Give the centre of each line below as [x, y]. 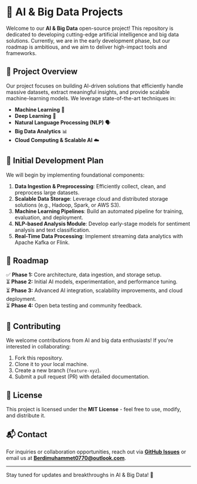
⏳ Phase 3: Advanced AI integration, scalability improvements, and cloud [94, 290]
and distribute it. [26, 415]
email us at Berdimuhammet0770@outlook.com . [66, 458]
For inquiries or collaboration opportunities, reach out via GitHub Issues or [96, 452]
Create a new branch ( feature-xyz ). [58, 370]
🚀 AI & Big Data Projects [64, 12]
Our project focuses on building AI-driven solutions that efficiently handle [95, 86]
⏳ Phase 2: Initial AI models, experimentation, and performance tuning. [92, 282]
